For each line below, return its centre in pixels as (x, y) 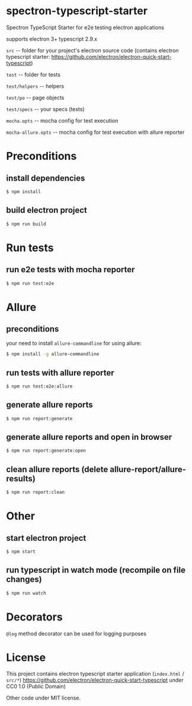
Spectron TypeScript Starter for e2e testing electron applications (85, 27)
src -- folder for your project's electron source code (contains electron (92, 50)
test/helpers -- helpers (35, 86)
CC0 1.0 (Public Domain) (36, 686)
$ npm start (21, 551)
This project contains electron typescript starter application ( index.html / (95, 674)
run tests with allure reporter (60, 373)
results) (21, 479)
